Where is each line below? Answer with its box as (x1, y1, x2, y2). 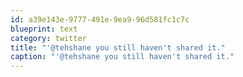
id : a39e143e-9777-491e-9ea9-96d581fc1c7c (10, 14, 190, 25)
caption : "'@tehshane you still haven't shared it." (10, 52, 235, 62)
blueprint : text (10, 24, 78, 34)
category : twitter (10, 33, 87, 43)
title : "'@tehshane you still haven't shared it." (10, 42, 226, 53)
